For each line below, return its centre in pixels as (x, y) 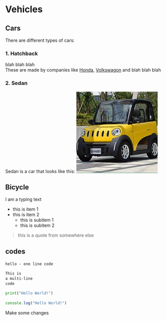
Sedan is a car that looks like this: (40, 171)
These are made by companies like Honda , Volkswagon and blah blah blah (83, 70)
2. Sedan (16, 83)
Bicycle (17, 187)
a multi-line (19, 279)
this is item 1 (25, 209)
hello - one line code (29, 264)
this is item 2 (26, 215)
